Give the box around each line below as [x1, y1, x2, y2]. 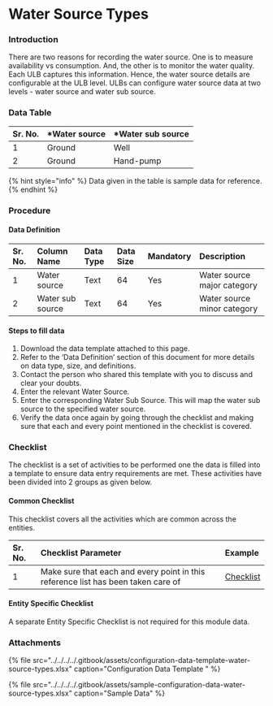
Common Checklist [8, 496, 75, 505]
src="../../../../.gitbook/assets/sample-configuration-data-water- [32, 680, 246, 690]
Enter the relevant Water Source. [19, 387, 130, 396]
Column [37, 245, 68, 257]
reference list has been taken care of [40, 576, 181, 587]
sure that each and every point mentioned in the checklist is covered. [19, 422, 252, 431]
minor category [198, 302, 258, 314]
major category [198, 279, 258, 291]
